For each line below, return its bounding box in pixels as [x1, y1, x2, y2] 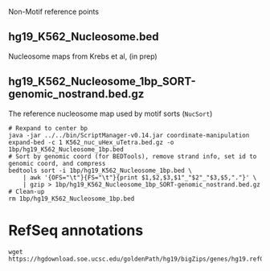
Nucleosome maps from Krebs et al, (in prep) [8, 51, 158, 61]
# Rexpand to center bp [8, 124, 88, 132]
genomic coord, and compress [8, 159, 106, 167]
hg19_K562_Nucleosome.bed [8, 30, 159, 43]
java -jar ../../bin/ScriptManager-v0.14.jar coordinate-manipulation [8, 131, 250, 139]
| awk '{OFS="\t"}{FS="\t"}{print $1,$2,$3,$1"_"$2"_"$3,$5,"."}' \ [22, 173, 257, 182]
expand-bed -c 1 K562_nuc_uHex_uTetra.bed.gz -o [8, 138, 174, 146]
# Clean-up [8, 187, 45, 195]
